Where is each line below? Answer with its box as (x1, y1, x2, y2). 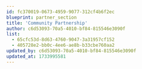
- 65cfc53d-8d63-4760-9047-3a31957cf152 (11, 37, 115, 43)
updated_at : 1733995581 (6, 53, 66, 59)
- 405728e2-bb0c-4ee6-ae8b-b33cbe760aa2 (11, 43, 115, 49)
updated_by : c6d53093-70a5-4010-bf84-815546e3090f (6, 48, 137, 54)
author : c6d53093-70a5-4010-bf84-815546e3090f (6, 25, 126, 32)
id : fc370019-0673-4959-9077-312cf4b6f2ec (6, 8, 115, 15)
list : (6, 31, 20, 37)
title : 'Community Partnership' (6, 20, 88, 26)
